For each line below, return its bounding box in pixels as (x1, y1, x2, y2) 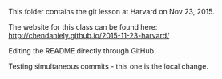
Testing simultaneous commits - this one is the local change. (8, 61, 208, 71)
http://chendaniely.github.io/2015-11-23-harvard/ (8, 31, 170, 40)
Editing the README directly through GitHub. (8, 46, 156, 55)
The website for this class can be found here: (8, 22, 158, 31)
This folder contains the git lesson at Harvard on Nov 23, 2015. (8, 7, 215, 16)
